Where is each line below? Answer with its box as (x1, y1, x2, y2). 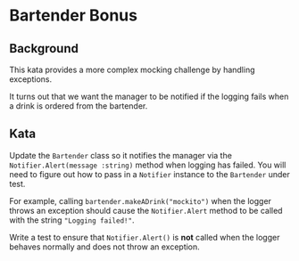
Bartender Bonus (9, 5, 138, 26)
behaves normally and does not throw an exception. (9, 241, 201, 252)
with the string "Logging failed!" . (9, 215, 135, 225)
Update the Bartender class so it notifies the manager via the (9, 150, 232, 160)
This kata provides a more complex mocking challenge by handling (9, 64, 256, 75)
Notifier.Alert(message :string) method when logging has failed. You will (9, 159, 287, 170)
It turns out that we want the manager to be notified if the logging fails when (9, 91, 289, 102)
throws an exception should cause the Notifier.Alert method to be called (9, 205, 283, 216)
